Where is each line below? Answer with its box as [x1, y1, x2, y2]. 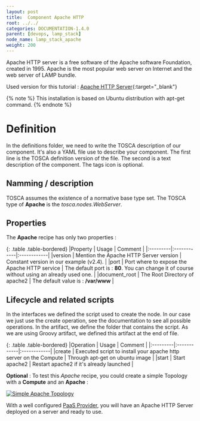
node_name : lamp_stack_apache [6, 37, 82, 43]
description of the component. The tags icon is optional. [6, 161, 144, 168]
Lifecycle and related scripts [6, 294, 115, 305]
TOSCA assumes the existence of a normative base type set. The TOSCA [6, 194, 186, 202]
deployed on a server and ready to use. [6, 408, 103, 416]
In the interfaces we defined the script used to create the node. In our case [6, 311, 191, 318]
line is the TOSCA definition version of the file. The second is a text [6, 154, 171, 162]
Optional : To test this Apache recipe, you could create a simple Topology [6, 372, 188, 380]
